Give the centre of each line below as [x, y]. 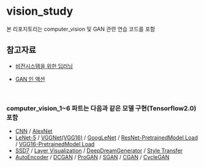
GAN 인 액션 [30, 79]
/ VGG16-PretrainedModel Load [55, 144]
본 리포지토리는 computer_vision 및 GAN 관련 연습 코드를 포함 [81, 29]
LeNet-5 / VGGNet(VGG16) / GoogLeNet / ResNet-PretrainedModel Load [106, 138]
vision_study [40, 11]
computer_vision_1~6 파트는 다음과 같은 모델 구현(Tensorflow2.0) [101, 108]
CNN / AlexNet [34, 131]
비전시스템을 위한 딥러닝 [44, 66]
